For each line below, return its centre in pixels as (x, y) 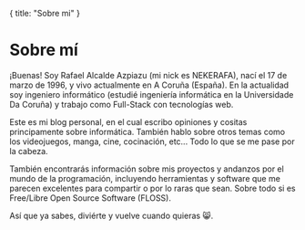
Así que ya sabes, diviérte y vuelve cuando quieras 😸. (112, 215)
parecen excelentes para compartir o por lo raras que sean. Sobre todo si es (152, 188)
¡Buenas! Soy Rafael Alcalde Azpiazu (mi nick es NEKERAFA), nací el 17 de (148, 75)
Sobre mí (44, 50)
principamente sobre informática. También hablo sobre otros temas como (147, 131)
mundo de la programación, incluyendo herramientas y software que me (145, 178)
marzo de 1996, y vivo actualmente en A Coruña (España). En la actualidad (149, 85)
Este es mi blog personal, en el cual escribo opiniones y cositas (128, 121)
